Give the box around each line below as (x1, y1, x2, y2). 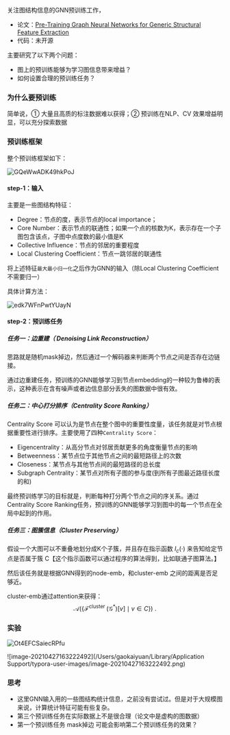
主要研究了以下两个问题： (7, 51, 79, 59)
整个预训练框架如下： (7, 153, 67, 162)
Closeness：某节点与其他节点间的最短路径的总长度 (16, 460, 161, 469)
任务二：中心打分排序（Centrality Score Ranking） (7, 401, 153, 410)
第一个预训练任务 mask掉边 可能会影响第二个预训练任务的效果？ (16, 721, 198, 729)
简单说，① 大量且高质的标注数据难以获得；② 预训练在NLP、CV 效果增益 (7, 110, 218, 118)
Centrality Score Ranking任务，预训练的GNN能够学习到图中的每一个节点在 (7, 501, 217, 509)
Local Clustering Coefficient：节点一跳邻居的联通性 (16, 249, 162, 258)
